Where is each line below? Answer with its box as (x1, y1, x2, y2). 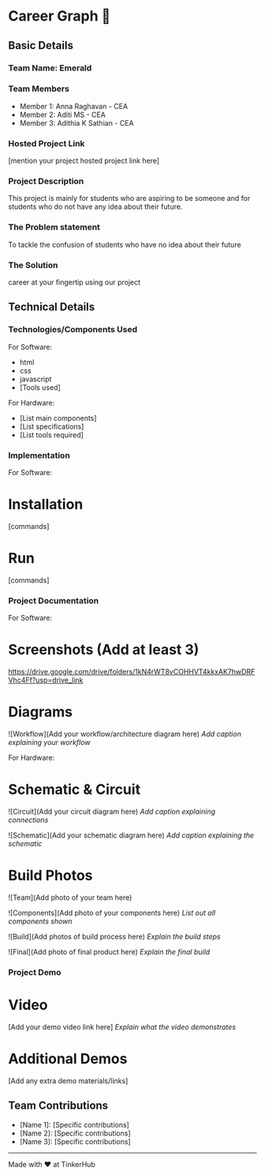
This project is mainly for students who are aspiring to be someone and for (8, 194, 251, 203)
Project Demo (8, 966, 62, 977)
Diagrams (8, 703, 73, 721)
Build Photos (8, 867, 93, 885)
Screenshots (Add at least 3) (8, 640, 200, 659)
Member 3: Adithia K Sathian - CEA (19, 118, 134, 127)
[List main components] (19, 413, 97, 422)
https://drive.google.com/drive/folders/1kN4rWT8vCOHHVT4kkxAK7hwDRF (8, 667, 256, 677)
